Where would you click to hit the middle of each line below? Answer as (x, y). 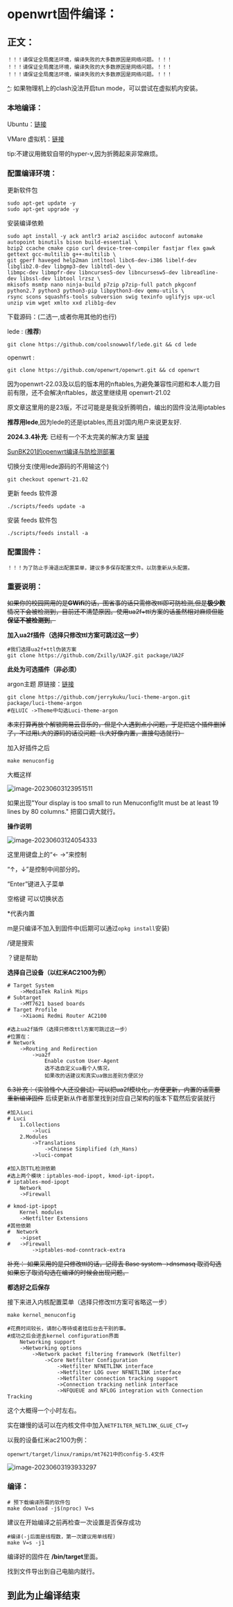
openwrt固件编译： (62, 14)
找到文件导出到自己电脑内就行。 (53, 1572)
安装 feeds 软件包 (32, 520)
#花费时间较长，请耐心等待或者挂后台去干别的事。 (68, 1329)
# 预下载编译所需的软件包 (39, 1503)
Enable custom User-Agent (81, 1061)
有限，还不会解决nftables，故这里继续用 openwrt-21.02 (92, 392)
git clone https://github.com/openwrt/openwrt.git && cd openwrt (103, 370)
